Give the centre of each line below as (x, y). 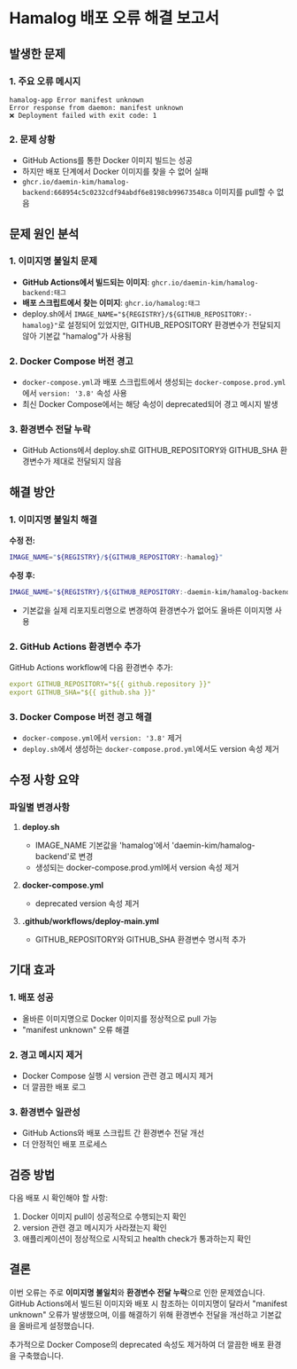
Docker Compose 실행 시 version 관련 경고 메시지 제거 (118, 1076)
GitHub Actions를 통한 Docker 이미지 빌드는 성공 (107, 160)
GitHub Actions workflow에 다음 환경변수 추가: (91, 668)
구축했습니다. (41, 1355)
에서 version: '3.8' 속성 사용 (75, 393)
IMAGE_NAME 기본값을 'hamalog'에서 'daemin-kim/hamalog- (145, 845)
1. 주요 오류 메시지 (45, 81)
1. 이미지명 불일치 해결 (53, 520)
